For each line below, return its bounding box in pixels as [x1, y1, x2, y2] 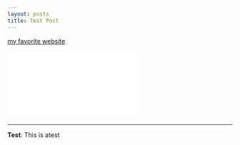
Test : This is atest [7, 130, 60, 139]
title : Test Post [7, 17, 59, 24]
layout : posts [7, 10, 50, 18]
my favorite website [7, 36, 66, 45]
